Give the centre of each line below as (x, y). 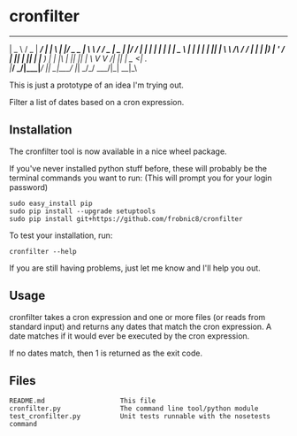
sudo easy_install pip (51, 203)
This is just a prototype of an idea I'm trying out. (96, 85)
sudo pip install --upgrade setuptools (83, 211)
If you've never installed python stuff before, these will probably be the (138, 168)
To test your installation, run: (61, 235)
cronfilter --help (43, 251)
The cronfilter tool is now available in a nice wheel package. (118, 151)
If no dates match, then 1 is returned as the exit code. (106, 353)
